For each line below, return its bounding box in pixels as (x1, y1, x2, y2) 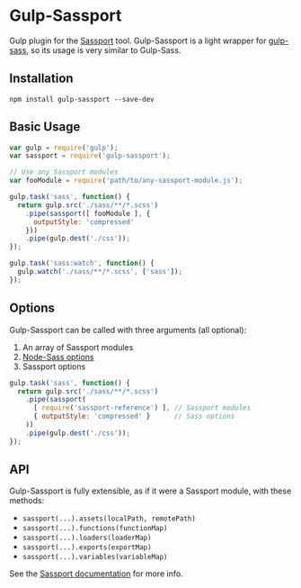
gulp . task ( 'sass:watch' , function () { (9, 258, 155, 268)
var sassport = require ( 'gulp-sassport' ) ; (9, 151, 171, 160)
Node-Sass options (22, 351, 94, 362)
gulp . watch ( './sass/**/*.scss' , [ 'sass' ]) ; (17, 267, 182, 276)
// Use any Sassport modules (9, 167, 119, 176)
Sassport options (22, 361, 86, 372)
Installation (9, 71, 74, 86)
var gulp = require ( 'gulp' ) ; (9, 143, 119, 152)
